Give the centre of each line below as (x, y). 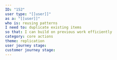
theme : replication (25, 41)
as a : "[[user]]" (23, 18)
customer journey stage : (30, 50)
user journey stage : (26, 45)
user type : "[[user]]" (28, 14)
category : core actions (29, 37)
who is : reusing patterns (31, 23)
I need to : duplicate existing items (43, 28)
